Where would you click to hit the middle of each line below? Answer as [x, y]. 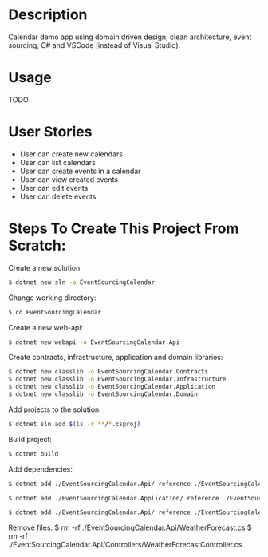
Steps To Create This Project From [124, 228]
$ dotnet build [33, 454]
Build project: [30, 439]
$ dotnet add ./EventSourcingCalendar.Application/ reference [114, 498]
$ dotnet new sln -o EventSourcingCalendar [82, 282]
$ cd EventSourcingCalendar [55, 312]
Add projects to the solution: [55, 409]
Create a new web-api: [46, 327]
